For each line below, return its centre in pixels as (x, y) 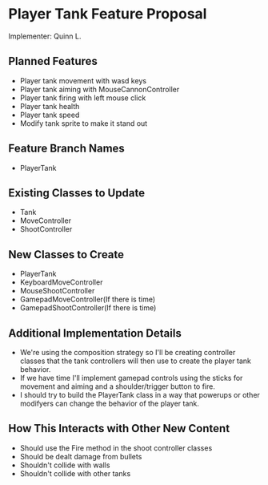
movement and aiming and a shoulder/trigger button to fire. (118, 386)
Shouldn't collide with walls (65, 465)
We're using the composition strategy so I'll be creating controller (128, 352)
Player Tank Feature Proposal (108, 14)
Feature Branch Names (67, 149)
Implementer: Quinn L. (45, 36)
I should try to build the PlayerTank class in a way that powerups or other (140, 395)
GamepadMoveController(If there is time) (88, 299)
